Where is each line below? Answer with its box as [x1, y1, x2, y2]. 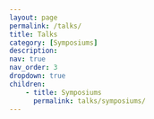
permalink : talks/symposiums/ [32, 96, 146, 106]
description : [9, 47, 58, 55]
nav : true [9, 55, 47, 64]
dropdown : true [9, 72, 66, 81]
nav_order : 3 [9, 64, 58, 72]
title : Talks [9, 30, 58, 38]
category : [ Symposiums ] [9, 38, 98, 47]
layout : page [9, 13, 58, 22]
